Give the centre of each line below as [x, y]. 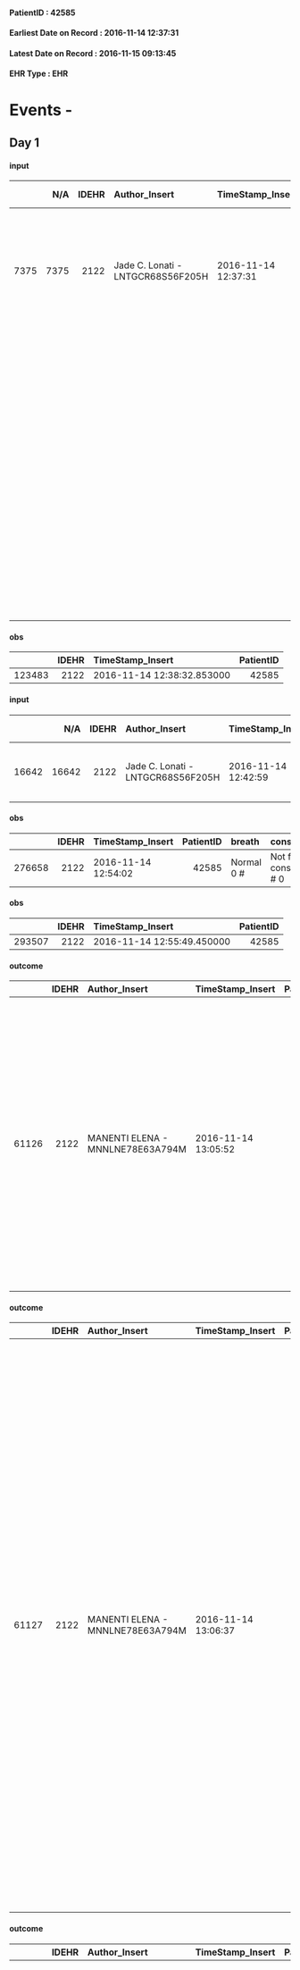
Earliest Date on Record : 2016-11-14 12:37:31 [94, 33]
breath [245, 842]
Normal [246, 862]
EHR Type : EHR [39, 74]
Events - [41, 109]
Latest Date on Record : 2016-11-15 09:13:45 [93, 53]
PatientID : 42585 [42, 13]
